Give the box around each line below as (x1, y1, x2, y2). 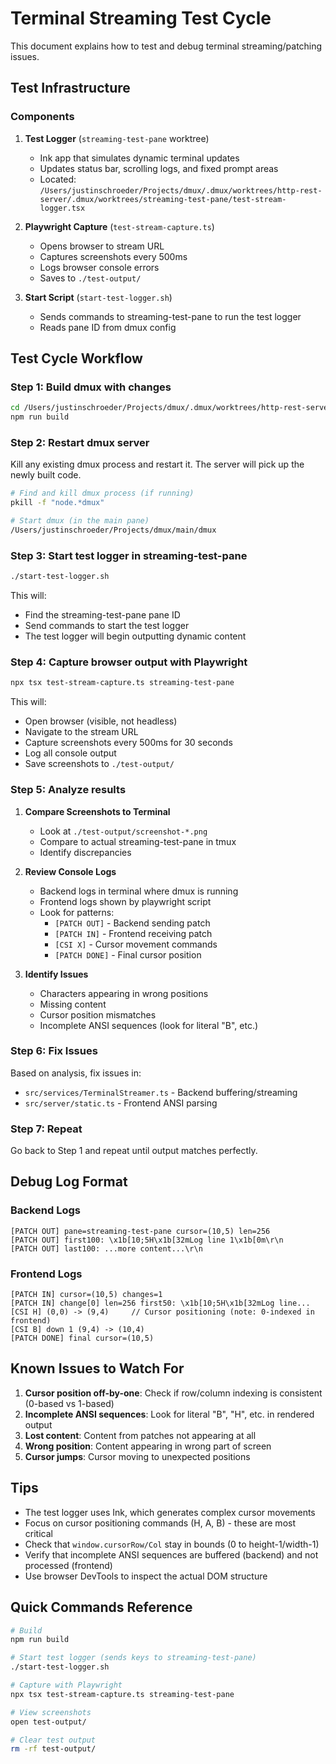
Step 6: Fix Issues (10, 1044, 98, 1058)
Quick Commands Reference (10, 1599, 193, 1616)
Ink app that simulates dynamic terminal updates (39, 152, 240, 164)
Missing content (39, 998, 107, 1010)
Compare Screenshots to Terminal (24, 805, 171, 817)
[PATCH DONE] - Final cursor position (54, 948, 202, 961)
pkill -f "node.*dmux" (10, 498, 105, 508)
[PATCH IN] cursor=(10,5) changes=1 (10, 1290, 163, 1300)
